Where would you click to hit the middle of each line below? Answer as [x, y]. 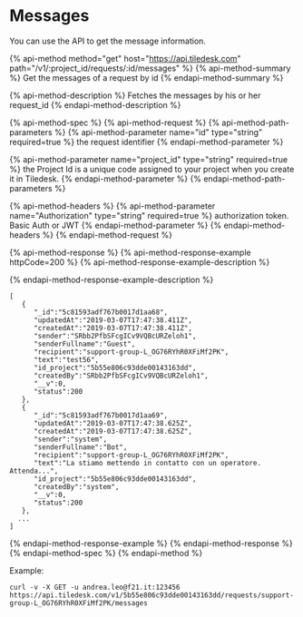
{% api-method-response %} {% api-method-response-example [130, 252]
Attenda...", [34, 471]
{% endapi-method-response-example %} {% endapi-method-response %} [151, 543]
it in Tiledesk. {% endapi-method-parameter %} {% [106, 179]
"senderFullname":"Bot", [80, 447]
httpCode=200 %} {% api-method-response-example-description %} [140, 262]
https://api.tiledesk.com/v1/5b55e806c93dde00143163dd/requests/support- [152, 595]
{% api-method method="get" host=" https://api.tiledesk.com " [126, 58]
